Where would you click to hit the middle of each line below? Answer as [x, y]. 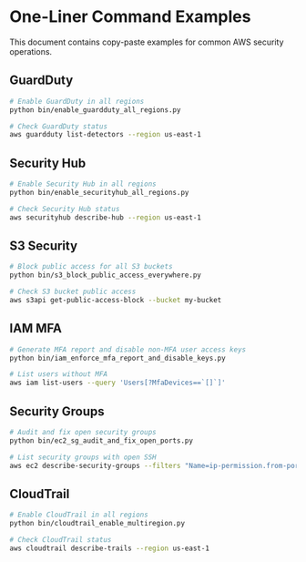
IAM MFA [36, 328]
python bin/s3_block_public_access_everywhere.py [106, 275]
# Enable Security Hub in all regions [83, 184]
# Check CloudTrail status [61, 540]
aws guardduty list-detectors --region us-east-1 [106, 135]
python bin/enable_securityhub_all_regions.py [99, 192]
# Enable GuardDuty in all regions [77, 101]
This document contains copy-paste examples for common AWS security [147, 42]
